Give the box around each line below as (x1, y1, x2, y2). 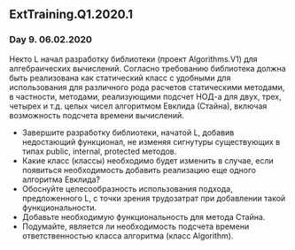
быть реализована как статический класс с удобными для (9, 72, 231, 83)
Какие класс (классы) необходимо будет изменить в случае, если (21, 155, 275, 166)
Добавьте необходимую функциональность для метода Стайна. (21, 211, 266, 222)
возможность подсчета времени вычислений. (9, 110, 184, 120)
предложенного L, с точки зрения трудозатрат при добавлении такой (21, 193, 286, 203)
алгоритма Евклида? (21, 174, 100, 185)
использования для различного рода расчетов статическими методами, (9, 81, 285, 92)
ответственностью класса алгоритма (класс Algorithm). (21, 230, 234, 241)
